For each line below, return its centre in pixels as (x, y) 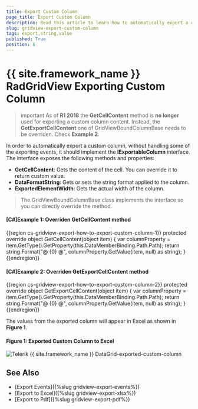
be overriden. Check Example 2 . (60, 134)
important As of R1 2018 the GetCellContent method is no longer (100, 115)
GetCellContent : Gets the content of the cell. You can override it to (96, 170)
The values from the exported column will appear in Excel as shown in (91, 321)
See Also (23, 373)
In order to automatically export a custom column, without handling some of (98, 145)
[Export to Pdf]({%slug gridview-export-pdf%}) (72, 400)
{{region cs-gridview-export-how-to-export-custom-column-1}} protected (96, 233)
